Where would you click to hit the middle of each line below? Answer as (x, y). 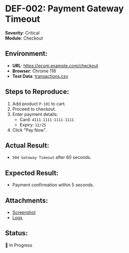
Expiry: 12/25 (33, 125)
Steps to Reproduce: (37, 92)
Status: (16, 233)
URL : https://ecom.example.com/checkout (55, 65)
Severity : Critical (22, 33)
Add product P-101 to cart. (39, 103)
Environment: (26, 54)
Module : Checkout (24, 38)
